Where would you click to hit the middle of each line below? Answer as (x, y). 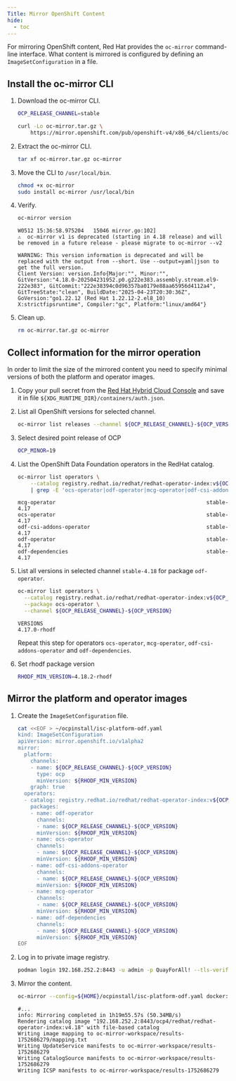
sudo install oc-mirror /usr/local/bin (76, 192)
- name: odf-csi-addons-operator (79, 865)
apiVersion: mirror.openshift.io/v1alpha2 (80, 742)
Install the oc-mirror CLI (60, 84)
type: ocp (51, 774)
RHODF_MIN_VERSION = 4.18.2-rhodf (65, 676)
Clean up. (31, 317)
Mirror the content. (45, 983)
